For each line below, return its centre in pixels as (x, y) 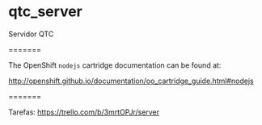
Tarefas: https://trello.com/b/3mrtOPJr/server (84, 112)
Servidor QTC (31, 34)
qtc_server (46, 12)
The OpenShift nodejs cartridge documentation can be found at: (115, 65)
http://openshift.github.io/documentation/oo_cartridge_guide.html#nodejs (131, 81)
